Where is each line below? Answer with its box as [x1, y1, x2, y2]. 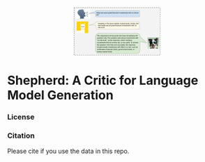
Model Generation [7, 88, 114, 104]
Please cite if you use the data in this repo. [7, 147, 130, 155]
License [7, 112, 35, 122]
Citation [7, 131, 35, 140]
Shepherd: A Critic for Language [7, 73, 199, 88]
